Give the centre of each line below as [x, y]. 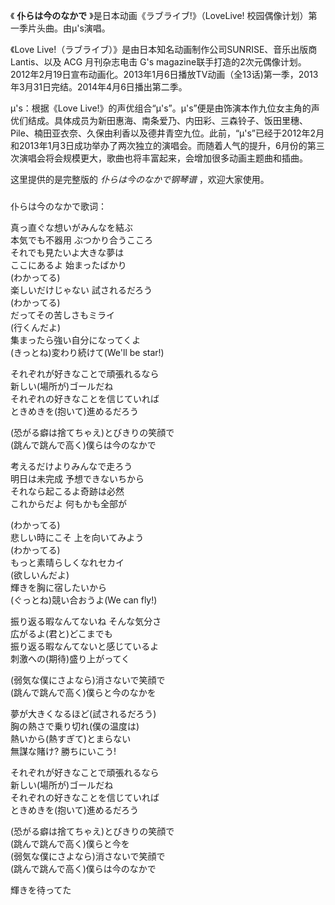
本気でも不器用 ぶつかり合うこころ [81, 240]
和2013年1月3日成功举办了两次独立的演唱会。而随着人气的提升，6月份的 [159, 145]
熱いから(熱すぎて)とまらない [71, 738]
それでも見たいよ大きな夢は [67, 252]
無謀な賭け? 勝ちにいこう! [63, 751]
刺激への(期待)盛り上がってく [70, 658]
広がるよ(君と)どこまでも [61, 633]
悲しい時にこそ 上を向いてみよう [77, 537]
